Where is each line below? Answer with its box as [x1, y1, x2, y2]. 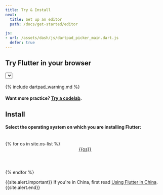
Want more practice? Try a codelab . [5, 95, 82, 101]
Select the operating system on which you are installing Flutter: [5, 124, 142, 130]
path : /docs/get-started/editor [10, 21, 78, 27]
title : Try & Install [5, 7, 51, 13]
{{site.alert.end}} [5, 184, 40, 190]
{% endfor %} [5, 169, 34, 175]
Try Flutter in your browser [5, 59, 92, 67]
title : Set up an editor [10, 17, 62, 22]
